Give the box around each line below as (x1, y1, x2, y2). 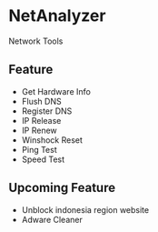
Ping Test (21, 144, 57, 155)
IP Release (21, 115, 62, 126)
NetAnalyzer (8, 5, 106, 26)
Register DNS (21, 106, 73, 116)
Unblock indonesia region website (21, 204, 150, 215)
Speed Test (21, 154, 65, 165)
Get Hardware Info (21, 86, 92, 96)
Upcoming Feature (8, 180, 115, 196)
